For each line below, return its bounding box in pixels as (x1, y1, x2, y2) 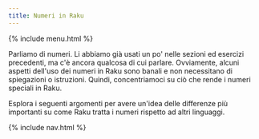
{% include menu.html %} (8, 34, 94, 43)
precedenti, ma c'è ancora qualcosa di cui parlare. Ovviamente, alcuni (8, 58, 240, 67)
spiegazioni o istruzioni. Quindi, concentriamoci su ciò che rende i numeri (8, 74, 251, 84)
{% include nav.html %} (8, 122, 87, 132)
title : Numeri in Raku (8, 11, 84, 20)
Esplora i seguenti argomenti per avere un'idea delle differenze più (8, 98, 229, 108)
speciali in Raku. (8, 83, 63, 93)
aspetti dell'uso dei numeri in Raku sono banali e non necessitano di (8, 66, 233, 76)
